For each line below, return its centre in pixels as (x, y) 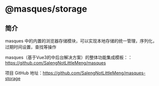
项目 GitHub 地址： (24, 73)
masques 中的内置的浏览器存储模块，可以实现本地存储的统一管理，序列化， (81, 41)
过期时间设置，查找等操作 (31, 47)
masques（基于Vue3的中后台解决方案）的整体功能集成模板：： (69, 57)
